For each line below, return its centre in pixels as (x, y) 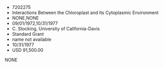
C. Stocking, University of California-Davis (56, 29)
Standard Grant (28, 34)
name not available (31, 39)
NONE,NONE (25, 18)
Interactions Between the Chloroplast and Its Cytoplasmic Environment (85, 13)
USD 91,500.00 (28, 50)
